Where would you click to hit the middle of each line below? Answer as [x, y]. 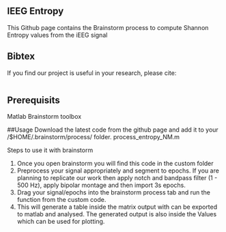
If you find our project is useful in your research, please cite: [92, 73]
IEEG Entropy [36, 11]
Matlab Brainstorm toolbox [44, 117]
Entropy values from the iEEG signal [57, 35]
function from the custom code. [61, 200]
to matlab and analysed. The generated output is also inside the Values [117, 214]
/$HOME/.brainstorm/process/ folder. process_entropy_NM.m [93, 137]
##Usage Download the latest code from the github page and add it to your [113, 130]
